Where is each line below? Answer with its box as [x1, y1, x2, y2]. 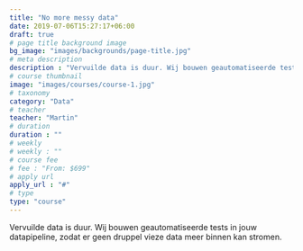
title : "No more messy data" [9, 13, 119, 22]
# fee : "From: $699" [9, 164, 91, 173]
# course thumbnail [9, 72, 83, 81]
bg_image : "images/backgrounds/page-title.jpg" [9, 47, 192, 56]
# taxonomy [9, 88, 50, 97]
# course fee [9, 155, 59, 165]
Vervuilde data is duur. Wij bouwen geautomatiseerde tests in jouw [9, 221, 257, 232]
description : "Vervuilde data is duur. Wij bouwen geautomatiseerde [9, 64, 277, 73]
